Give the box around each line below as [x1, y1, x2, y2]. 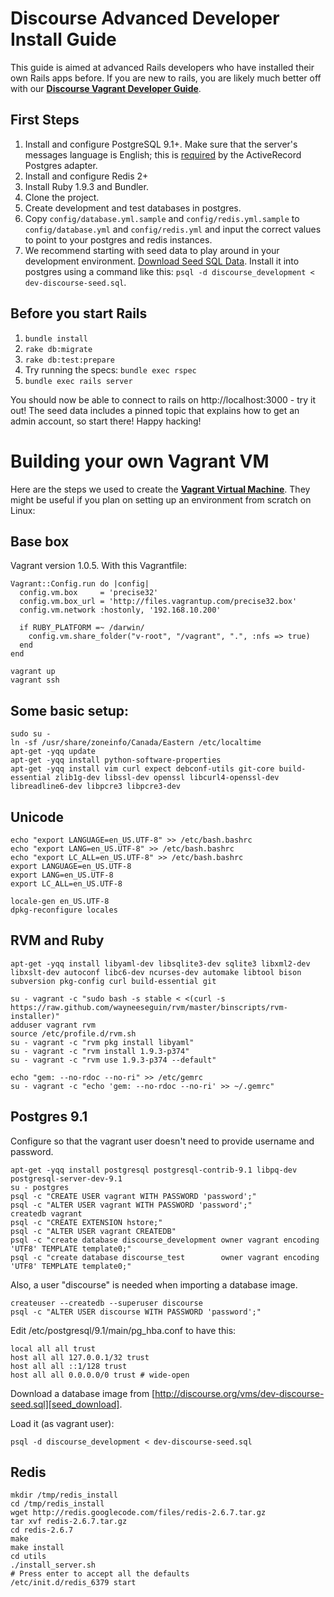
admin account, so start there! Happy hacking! [10, 415, 202, 427]
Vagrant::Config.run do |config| [10, 579, 150, 589]
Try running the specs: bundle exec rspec [24, 363, 197, 376]
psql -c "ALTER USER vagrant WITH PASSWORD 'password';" [10, 1200, 253, 1210]
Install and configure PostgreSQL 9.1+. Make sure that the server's [24, 138, 298, 150]
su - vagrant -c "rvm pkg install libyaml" [10, 1037, 195, 1047]
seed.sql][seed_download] [10, 1398, 120, 1410]
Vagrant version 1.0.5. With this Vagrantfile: [10, 560, 188, 572]
